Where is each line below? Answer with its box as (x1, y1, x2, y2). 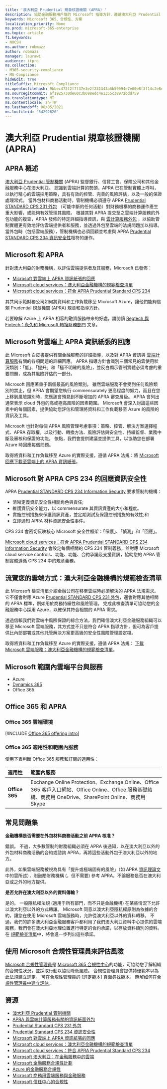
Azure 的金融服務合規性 (12, 1066, 61, 1073)
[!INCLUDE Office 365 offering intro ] (5, 730, 80, 736)
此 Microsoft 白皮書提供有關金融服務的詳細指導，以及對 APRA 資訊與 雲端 (5, 352, 156, 358)
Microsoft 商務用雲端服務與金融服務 (12, 1073, 86, 1079)
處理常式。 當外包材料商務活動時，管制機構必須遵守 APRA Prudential (5, 197, 146, 203)
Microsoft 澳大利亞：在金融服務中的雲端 (12, 1054, 94, 1060)
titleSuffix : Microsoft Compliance (5, 81, 79, 86)
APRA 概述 (5, 164, 38, 173)
